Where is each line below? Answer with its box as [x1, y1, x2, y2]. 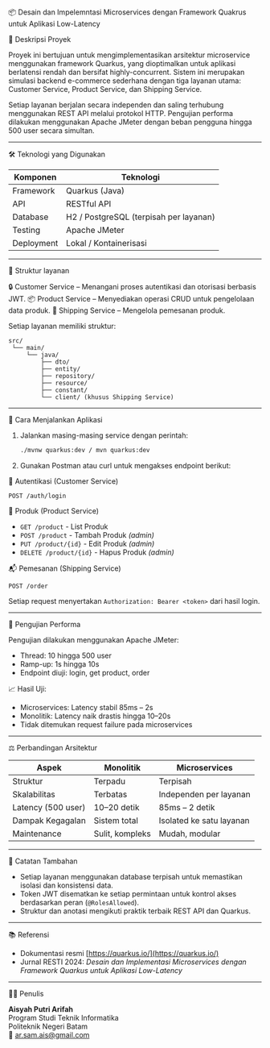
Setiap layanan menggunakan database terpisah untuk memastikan [19, 871, 243, 881]
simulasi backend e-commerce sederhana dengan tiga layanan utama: [8, 76, 241, 85]
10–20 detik [93, 801, 140, 813]
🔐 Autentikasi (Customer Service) [8, 476, 119, 486]
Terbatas [93, 788, 128, 800]
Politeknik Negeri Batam [8, 1021, 88, 1031]
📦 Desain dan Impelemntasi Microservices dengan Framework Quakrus [8, 7, 247, 17]
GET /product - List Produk [19, 522, 108, 531]
